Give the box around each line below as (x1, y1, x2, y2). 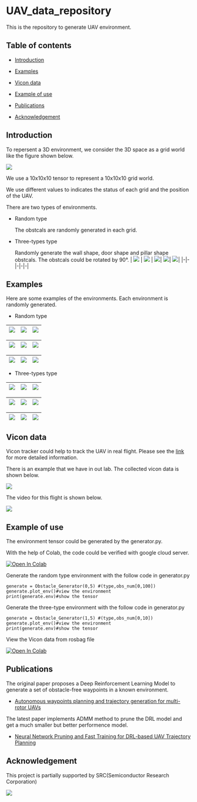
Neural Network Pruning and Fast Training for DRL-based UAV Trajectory (14, 733, 191, 740)
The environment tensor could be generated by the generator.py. (6, 538, 163, 544)
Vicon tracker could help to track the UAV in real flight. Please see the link (6, 448, 185, 455)
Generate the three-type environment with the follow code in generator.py (6, 604, 185, 611)
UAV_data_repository (6, 4, 111, 18)
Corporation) (6, 778, 37, 785)
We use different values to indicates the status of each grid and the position (6, 186, 189, 193)
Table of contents (6, 41, 72, 51)
